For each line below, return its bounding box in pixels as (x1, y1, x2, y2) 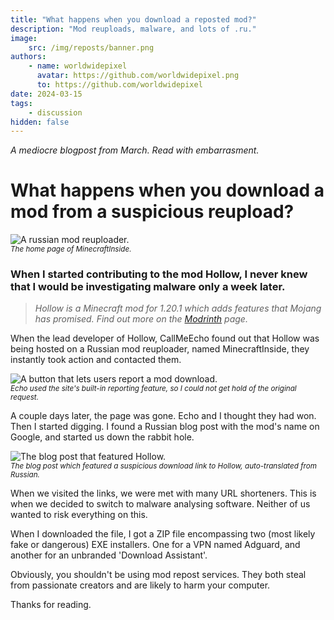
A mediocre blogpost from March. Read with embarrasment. (10, 144, 260, 156)
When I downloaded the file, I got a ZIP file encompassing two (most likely (10, 528, 316, 540)
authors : (10, 52, 47, 62)
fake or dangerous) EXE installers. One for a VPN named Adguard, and (10, 539, 301, 551)
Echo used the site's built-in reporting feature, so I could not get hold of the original (10, 384, 297, 394)
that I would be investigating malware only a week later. (10, 280, 286, 294)
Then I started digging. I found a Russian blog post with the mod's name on (10, 421, 320, 433)
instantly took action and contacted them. (10, 354, 182, 366)
